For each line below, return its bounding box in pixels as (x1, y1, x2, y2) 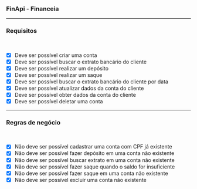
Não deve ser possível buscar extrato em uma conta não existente (14, 156, 175, 163)
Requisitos (6, 27, 37, 35)
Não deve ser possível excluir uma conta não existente (14, 176, 147, 183)
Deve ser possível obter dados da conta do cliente (14, 91, 137, 98)
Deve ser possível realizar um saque (14, 71, 103, 78)
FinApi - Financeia (6, 5, 59, 13)
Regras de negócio (6, 119, 60, 127)
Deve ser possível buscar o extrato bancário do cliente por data (14, 78, 169, 85)
